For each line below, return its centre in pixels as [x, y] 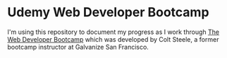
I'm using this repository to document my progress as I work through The [114, 32]
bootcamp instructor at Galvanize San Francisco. [78, 47]
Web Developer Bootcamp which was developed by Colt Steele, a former [113, 39]
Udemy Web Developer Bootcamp [108, 12]
